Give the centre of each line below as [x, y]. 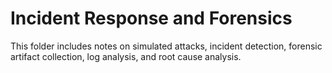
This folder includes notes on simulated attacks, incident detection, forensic [166, 46]
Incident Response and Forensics [151, 18]
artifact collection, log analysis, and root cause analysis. [126, 56]
